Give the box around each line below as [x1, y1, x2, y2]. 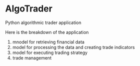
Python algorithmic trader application [5, 19, 82, 25]
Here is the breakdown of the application [5, 29, 89, 35]
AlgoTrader [5, 3, 53, 14]
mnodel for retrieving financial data [12, 38, 85, 45]
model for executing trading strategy [12, 49, 88, 55]
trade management [12, 54, 52, 60]
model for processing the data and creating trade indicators [12, 44, 135, 50]
